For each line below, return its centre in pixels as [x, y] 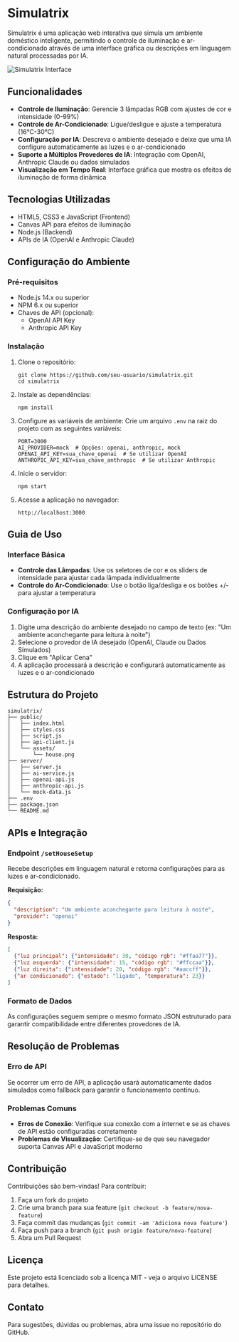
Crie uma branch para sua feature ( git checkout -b [93, 1207]
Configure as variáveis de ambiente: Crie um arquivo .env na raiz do [117, 420]
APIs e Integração [47, 833]
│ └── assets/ [31, 749]
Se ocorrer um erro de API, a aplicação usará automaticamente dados [110, 1082]
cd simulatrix [38, 381]
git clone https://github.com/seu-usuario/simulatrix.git [105, 375]
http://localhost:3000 [51, 512]
